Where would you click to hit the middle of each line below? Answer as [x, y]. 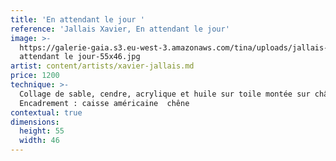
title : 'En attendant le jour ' [77, 19]
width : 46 [39, 141]
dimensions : [35, 122]
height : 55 [42, 131]
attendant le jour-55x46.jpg [80, 57]
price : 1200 [35, 76]
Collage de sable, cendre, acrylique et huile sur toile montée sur [165, 94]
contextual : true [46, 112]
